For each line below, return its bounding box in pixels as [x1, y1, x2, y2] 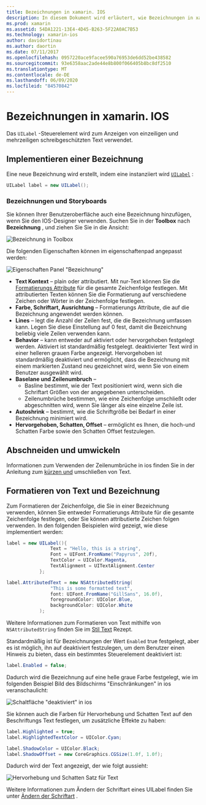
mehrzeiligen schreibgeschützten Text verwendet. [6, 136, 133, 143]
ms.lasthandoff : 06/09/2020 [6, 77, 78, 83]
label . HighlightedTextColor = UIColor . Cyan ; [6, 734, 122, 741]
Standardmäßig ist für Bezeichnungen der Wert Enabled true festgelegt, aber [6, 638, 199, 645]
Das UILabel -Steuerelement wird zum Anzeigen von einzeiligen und [6, 129, 179, 137]
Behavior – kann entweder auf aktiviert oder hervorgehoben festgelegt [15, 336, 195, 343]
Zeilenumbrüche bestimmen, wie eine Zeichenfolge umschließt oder [24, 395, 197, 402]
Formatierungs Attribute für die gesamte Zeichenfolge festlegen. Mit [15, 284, 188, 291]
